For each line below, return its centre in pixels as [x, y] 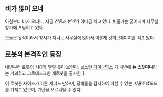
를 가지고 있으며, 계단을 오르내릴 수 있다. [43, 89]
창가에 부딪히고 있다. [25, 27]
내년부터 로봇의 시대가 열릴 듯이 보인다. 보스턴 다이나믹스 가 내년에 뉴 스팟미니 [79, 67]
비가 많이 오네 [24, 9]
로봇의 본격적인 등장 [33, 55]
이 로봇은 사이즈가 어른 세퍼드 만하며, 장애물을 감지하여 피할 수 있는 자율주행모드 [81, 83]
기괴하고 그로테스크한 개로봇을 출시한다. [48, 73]
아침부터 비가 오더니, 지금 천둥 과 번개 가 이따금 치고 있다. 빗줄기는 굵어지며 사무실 [82, 21]
